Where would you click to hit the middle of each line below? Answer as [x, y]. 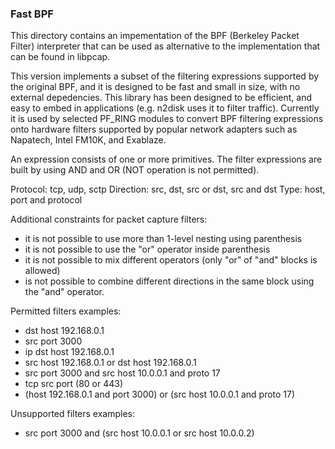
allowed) [42, 271]
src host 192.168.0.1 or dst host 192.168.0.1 [110, 363]
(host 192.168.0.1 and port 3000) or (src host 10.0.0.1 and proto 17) [160, 394]
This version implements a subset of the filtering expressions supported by [165, 76]
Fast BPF [32, 14]
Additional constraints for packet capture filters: [109, 219]
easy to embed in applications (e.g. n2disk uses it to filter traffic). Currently [165, 108]
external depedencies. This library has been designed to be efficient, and [161, 98]
